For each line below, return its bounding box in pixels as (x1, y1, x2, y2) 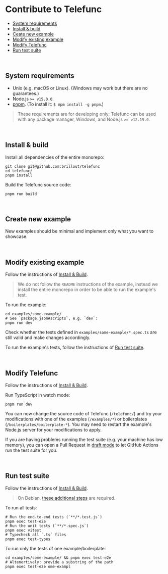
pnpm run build (5, 191, 37, 197)
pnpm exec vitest (5, 528, 42, 533)
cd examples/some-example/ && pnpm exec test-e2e (5, 555, 112, 560)
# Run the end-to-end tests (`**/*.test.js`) (5, 514, 102, 519)
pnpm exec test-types (5, 537, 51, 542)
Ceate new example (12, 31, 54, 37)
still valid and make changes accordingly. (5, 334, 91, 341)
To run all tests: (5, 504, 37, 511)
